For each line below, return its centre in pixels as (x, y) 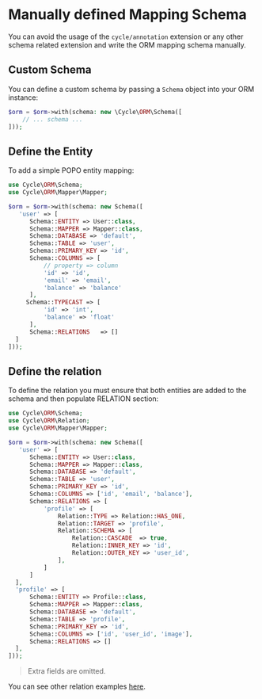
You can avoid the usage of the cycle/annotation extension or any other (126, 36)
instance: (23, 97)
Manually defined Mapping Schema (127, 15)
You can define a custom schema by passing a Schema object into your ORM (131, 89)
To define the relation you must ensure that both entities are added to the (127, 391)
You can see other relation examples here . (77, 686)
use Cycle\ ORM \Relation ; (49, 421)
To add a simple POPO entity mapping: (71, 170)
